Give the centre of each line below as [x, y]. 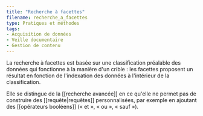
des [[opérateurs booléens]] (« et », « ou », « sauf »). [72, 106]
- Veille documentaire [35, 40]
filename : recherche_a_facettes [47, 18]
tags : [13, 29]
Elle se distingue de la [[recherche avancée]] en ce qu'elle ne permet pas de [101, 94]
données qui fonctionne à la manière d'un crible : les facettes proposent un [100, 69]
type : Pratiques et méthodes [43, 23]
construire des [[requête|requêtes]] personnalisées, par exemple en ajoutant [101, 100]
